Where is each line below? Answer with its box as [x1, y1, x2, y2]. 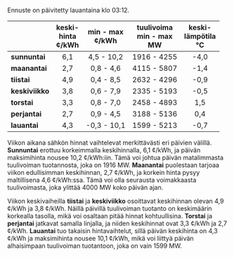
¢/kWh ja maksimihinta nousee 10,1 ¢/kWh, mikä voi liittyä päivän [7, 235, 195, 242]
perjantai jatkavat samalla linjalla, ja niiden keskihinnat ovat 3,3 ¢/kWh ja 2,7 [7, 219, 227, 228]
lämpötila [183, 32, 216, 41]
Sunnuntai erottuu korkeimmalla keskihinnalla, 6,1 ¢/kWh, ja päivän [7, 146, 201, 154]
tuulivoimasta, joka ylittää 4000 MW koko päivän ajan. [7, 183, 164, 192]
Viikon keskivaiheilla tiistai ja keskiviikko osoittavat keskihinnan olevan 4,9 [7, 197, 224, 205]
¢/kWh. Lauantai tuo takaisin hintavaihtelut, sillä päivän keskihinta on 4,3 [7, 227, 218, 235]
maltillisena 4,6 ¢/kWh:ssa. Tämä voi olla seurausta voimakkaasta [7, 176, 197, 184]
